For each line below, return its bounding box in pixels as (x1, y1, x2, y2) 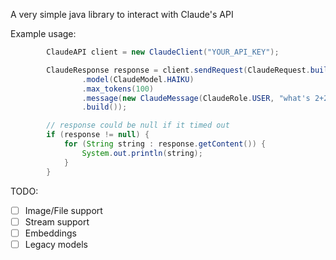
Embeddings (24, 227, 77, 239)
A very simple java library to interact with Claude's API (10, 9, 234, 20)
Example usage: (10, 28, 77, 39)
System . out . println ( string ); (81, 148, 203, 158)
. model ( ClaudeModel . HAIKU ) (81, 74, 195, 84)
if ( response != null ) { (46, 130, 150, 140)
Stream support (24, 215, 90, 228)
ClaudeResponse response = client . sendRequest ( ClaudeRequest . (46, 65, 311, 75)
